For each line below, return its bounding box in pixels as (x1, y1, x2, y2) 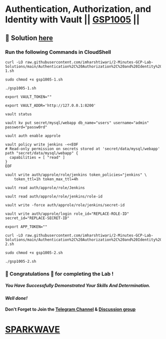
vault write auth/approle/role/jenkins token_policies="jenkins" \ (5, 172, 147, 177)
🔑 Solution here (5, 34, 53, 42)
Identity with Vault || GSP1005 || (5, 14, 140, 25)
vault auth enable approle (5, 133, 61, 138)
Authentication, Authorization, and (5, 3, 152, 15)
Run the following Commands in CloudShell (5, 48, 111, 55)
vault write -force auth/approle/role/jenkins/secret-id (5, 202, 125, 207)
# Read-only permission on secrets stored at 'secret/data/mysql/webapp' (5, 146, 161, 151)
